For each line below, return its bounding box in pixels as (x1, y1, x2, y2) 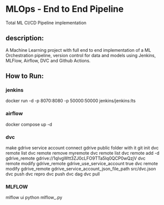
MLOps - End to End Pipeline (5, 3, 124, 15)
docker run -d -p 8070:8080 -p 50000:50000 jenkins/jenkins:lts (5, 98, 136, 104)
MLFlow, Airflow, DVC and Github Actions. (5, 58, 91, 64)
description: (5, 34, 44, 42)
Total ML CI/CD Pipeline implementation (5, 20, 87, 26)
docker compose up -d (5, 121, 52, 127)
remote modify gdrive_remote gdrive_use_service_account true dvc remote (5, 161, 158, 167)
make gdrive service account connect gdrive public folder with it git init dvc (5, 145, 159, 151)
